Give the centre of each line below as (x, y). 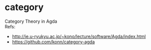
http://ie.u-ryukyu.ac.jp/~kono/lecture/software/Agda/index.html (79, 36)
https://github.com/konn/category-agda (53, 41)
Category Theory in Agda (31, 21)
